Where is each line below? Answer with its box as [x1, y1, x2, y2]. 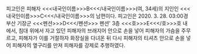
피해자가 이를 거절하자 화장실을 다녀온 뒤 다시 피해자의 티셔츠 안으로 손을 [18, 35, 185, 41]
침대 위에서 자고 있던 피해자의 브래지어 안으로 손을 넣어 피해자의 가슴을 [18, 27, 181, 34]
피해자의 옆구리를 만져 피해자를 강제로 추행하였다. [12, 42, 125, 49]
